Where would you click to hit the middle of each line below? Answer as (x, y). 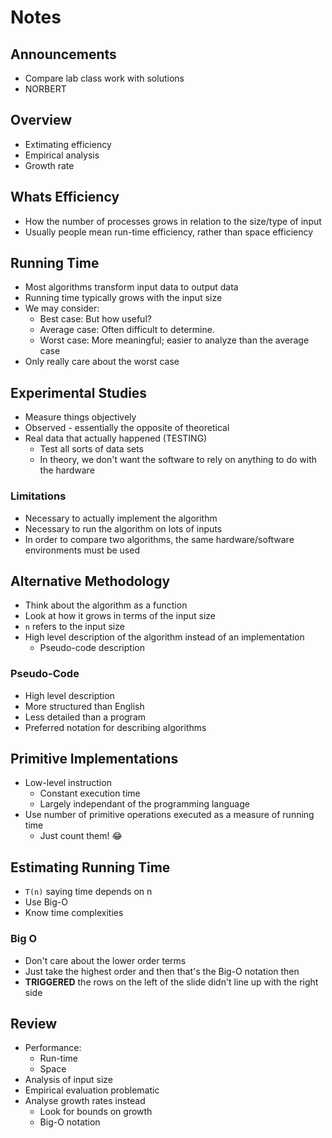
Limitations (38, 496)
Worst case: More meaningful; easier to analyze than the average (174, 340)
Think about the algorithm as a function (106, 605)
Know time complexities (74, 913)
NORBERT (45, 89)
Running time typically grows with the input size (123, 298)
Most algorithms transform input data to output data (131, 287)
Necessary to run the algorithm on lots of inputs (123, 528)
